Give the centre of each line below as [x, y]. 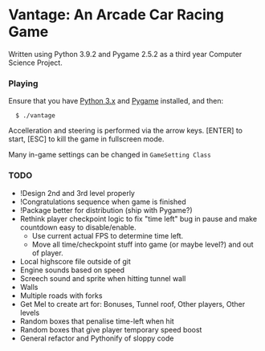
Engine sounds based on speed [72, 270]
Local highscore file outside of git [75, 261]
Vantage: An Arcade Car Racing [116, 15]
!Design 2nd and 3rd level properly [77, 193]
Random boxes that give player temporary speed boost [111, 329]
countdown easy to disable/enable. [78, 227]
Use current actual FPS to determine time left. [108, 235]
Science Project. [35, 63]
